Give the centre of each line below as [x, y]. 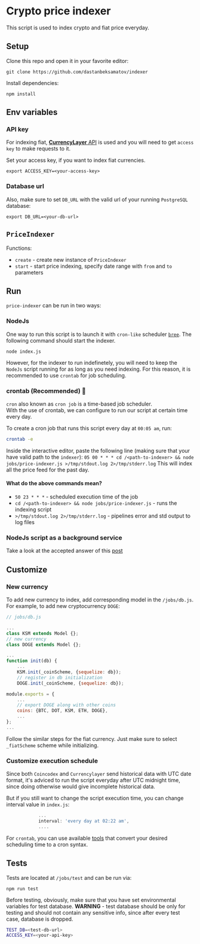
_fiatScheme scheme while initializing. [53, 745]
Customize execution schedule [52, 761]
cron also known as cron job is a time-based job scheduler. [79, 404]
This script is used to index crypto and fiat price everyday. [78, 28]
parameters [29, 272]
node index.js [24, 352]
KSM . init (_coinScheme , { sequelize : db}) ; [69, 672]
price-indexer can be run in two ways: [54, 305]
